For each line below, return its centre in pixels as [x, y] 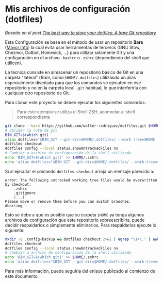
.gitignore [25, 193]
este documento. [22, 276]
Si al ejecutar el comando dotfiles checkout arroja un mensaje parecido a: [80, 171]
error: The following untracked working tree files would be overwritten [81, 180]
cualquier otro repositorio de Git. [38, 93]
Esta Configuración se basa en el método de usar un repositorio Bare [74, 42]
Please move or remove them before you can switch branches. [68, 201]
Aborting [14, 206]
